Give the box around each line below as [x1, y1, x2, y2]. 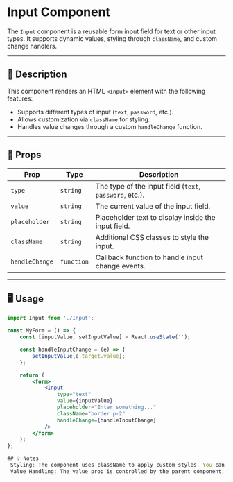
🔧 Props [7, 149, 42, 161]
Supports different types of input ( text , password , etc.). [17, 107, 174, 116]
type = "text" [56, 391, 92, 398]
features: [7, 94, 33, 103]
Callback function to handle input [95, 252, 203, 262]
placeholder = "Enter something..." [56, 404, 157, 411]
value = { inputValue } [56, 397, 113, 404]
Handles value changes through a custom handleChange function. [17, 122, 202, 130]
